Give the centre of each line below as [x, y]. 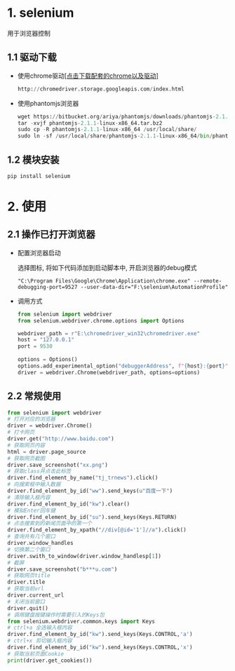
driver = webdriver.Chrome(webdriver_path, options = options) [109, 372]
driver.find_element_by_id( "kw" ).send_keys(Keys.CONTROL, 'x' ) [100, 647]
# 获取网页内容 [26, 445]
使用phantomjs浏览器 [48, 103]
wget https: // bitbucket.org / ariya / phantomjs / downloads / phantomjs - [116, 116]
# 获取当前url [26, 589]
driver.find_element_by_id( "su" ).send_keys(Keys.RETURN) [92, 517]
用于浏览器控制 [29, 33]
